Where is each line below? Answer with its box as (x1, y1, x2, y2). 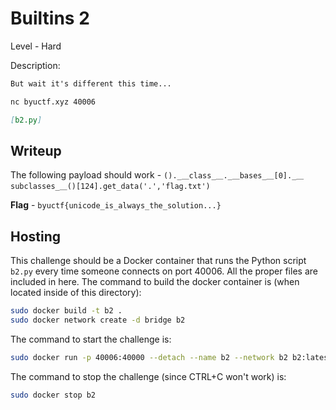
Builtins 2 (10, 7, 90, 30)
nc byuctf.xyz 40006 (10, 97, 97, 107)
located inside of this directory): (10, 287, 142, 299)
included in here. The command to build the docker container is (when (10, 276, 300, 288)
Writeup (10, 142, 62, 159)
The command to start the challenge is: (10, 333, 172, 345)
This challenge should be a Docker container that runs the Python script (10, 255, 307, 267)
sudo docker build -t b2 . (10, 306, 123, 316)
